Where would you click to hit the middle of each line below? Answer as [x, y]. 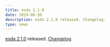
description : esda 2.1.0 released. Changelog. [56, 19]
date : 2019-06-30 [24, 15]
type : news [17, 24]
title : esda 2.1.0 [25, 10]
